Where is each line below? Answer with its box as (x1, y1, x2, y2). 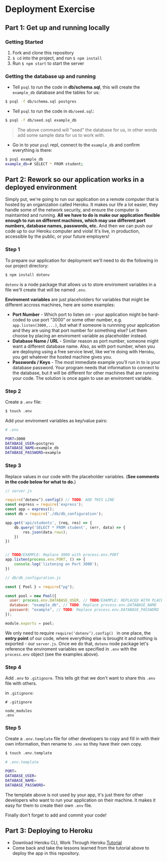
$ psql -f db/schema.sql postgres (5, 99, 77, 104)
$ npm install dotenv (5, 272, 50, 277)
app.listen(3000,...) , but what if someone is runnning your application (12, 322, 160, 328)
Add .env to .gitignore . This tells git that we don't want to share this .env (5, 675, 156, 681)
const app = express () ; (5, 507, 55, 512)
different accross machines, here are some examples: (5, 301, 115, 308)
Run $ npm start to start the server (12, 60, 84, 66)
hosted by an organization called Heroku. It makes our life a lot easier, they (5, 201, 158, 208)
